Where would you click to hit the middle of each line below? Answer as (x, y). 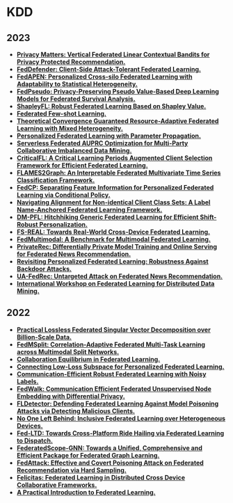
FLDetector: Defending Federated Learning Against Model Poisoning (118, 404)
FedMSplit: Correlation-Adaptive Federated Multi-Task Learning (111, 344)
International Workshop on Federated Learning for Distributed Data (115, 284)
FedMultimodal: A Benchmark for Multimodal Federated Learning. (114, 239)
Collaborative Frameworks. (57, 485)
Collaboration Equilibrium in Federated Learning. (88, 359)
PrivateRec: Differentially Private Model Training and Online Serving (116, 247)
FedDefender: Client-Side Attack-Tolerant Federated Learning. (109, 69)
